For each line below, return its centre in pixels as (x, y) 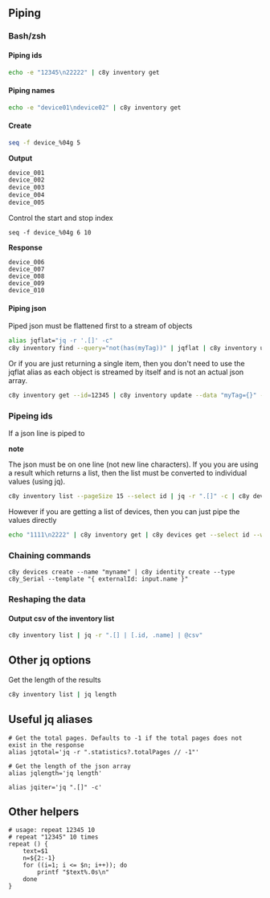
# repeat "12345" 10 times (53, 837)
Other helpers (44, 812)
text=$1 (35, 851)
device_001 (27, 173)
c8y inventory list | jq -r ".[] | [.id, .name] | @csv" (106, 635)
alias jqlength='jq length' (55, 773)
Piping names (32, 90)
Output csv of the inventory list (61, 618)
